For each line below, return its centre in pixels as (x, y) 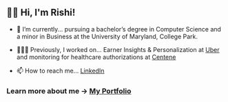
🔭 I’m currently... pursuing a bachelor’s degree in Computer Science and (119, 29)
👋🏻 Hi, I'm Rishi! (41, 13)
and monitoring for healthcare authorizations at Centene (96, 57)
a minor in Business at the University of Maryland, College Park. (107, 36)
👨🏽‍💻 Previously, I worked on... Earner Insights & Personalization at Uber (118, 49)
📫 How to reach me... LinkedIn (60, 71)
